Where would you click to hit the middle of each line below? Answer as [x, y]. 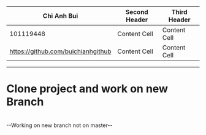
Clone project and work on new [87, 89]
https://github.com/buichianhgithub [60, 51]
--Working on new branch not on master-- [59, 125]
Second [137, 12]
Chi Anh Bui [60, 16]
